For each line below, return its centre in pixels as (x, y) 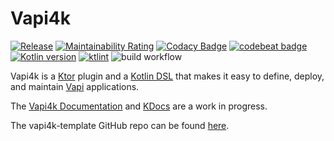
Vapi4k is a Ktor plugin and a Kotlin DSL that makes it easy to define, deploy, (167, 76)
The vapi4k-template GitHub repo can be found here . (120, 125)
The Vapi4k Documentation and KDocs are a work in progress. (139, 106)
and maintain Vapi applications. (75, 86)
